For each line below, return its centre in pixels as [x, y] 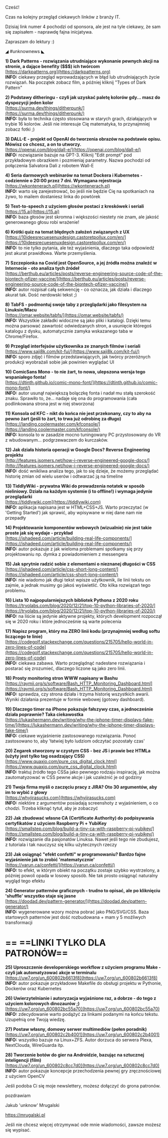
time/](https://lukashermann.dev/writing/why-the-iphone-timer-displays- [80, 725]
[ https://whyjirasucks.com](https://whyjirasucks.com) [60, 798]
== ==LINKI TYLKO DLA [55, 943]
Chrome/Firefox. [22, 336]
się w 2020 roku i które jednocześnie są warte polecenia [63, 621]
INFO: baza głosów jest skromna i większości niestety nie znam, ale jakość [82, 217]
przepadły [16, 518]
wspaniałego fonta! [26, 377]
